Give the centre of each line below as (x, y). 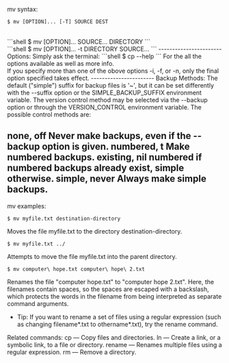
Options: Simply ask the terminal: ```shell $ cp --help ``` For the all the (104, 56)
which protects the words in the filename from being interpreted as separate (114, 296)
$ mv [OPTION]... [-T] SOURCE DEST (58, 22)
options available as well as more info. (61, 63)
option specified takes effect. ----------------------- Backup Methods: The (112, 78)
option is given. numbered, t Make (116, 147)
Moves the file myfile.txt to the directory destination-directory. (95, 231)
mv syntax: (23, 9)
